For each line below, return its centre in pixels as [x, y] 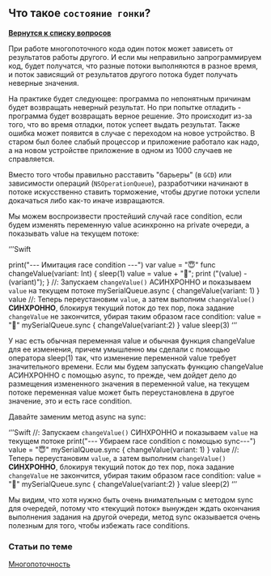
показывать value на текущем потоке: [74, 233]
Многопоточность [39, 564]
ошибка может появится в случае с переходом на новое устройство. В [132, 133]
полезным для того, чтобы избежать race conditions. [99, 525]
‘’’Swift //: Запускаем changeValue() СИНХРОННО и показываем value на [133, 432]
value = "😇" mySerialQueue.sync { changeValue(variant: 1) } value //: [124, 450]
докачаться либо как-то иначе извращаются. [87, 200]
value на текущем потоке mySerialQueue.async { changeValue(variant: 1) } [134, 290]
